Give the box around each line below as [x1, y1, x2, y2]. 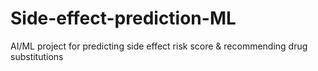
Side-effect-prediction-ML [10, 7, 237, 30]
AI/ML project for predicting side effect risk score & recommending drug [10, 40, 308, 52]
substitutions [10, 50, 64, 62]
